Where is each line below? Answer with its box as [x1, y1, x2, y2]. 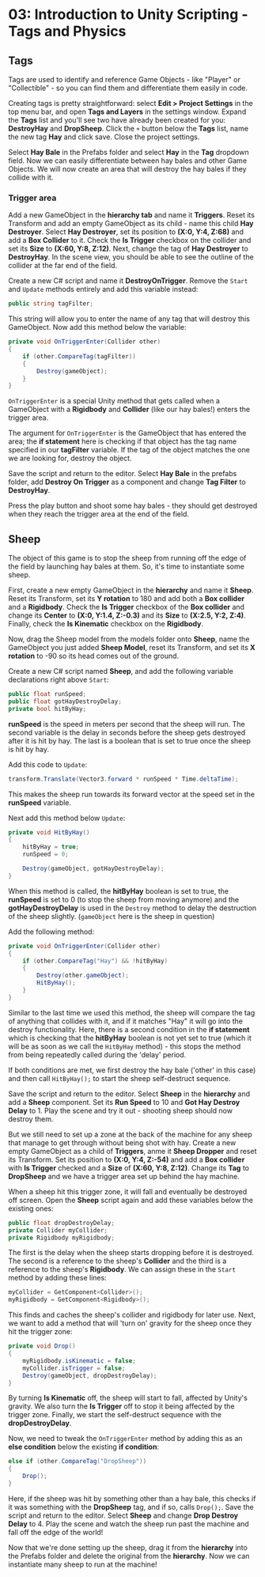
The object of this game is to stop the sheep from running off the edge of [8, 554, 247, 563]
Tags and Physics [8, 22, 127, 40]
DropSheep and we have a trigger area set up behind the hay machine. [8, 1171, 240, 1181]
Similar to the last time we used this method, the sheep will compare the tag [8, 1008, 256, 1017]
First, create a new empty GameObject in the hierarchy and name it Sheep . [8, 585, 254, 595]
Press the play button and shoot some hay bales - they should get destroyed [8, 501, 258, 511]
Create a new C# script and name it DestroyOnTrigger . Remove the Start [8, 276, 248, 286]
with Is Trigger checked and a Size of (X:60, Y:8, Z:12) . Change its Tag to [8, 1163, 249, 1172]
